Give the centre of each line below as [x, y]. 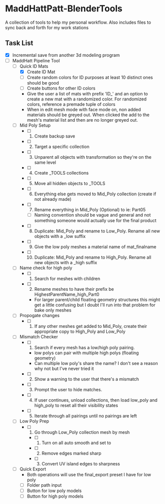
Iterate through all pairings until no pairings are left [85, 416]
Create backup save [55, 136]
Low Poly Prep [34, 421]
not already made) [53, 199]
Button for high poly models [55, 496]
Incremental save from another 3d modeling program [66, 55]
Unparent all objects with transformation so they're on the [93, 157]
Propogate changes [40, 316]
